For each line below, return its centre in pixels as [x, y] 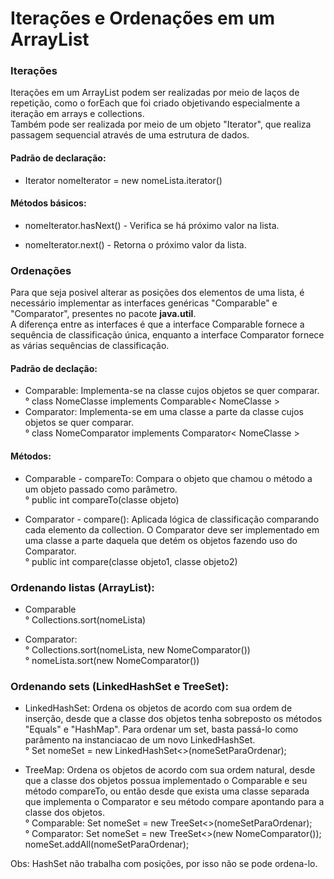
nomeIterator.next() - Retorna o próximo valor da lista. [135, 244]
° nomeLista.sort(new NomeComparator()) [112, 660]
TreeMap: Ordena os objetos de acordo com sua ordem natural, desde [170, 770]
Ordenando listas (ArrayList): [82, 587]
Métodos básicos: [48, 203]
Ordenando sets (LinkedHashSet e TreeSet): [119, 686]
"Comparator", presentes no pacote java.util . [103, 314]
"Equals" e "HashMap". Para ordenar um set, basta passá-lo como [161, 729]
